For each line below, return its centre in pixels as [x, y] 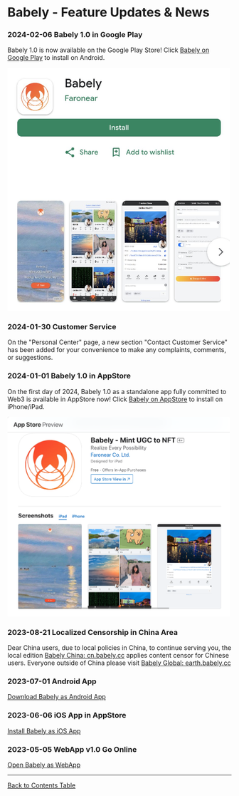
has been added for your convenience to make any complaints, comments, [117, 350]
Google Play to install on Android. [56, 58]
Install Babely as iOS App [44, 730]
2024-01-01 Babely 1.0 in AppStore [69, 376]
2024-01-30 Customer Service [62, 326]
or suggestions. [30, 358]
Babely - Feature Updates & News [108, 12]
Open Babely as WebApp [44, 765]
